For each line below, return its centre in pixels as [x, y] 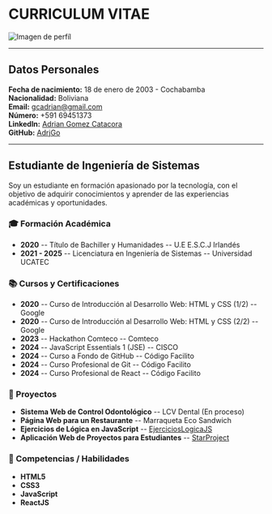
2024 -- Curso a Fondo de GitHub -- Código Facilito [107, 356]
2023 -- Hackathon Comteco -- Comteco [89, 339]
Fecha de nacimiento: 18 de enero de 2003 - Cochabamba [107, 89]
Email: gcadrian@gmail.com [55, 106]
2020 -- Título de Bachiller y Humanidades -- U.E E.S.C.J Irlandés [130, 244]
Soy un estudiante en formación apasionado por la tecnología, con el [123, 185]
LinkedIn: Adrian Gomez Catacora [66, 123]
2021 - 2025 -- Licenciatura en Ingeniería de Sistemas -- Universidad [136, 253]
